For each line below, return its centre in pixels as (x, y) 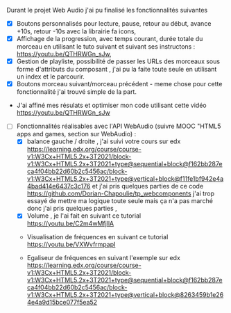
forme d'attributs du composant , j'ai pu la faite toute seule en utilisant (117, 70)
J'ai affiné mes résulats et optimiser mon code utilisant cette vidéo (111, 105)
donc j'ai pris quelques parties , (72, 209)
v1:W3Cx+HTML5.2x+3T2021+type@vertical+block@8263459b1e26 (125, 295)
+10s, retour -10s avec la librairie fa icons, (76, 31)
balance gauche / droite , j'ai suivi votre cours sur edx (104, 141)
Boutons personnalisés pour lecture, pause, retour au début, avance (114, 23)
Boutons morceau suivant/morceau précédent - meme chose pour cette (119, 84)
